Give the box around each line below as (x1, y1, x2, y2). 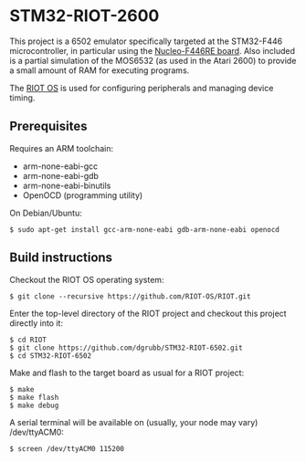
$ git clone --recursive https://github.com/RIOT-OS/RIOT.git (9, 291, 251, 301)
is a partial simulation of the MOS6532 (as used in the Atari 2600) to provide (9, 55, 297, 66)
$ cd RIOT (9, 335, 47, 344)
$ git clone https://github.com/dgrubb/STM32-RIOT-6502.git (9, 343, 244, 352)
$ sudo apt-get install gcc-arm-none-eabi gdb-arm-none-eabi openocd (9, 225, 280, 234)
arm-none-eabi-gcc (22, 161, 99, 172)
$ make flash (9, 393, 59, 402)
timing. (9, 92, 36, 103)
